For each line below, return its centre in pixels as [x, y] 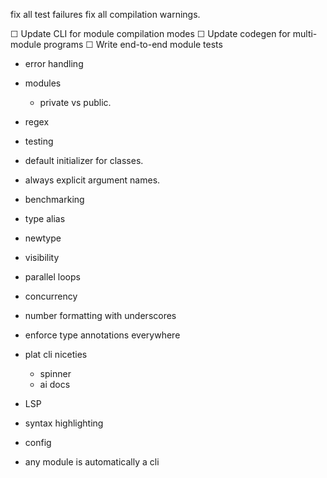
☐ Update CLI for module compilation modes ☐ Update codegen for [150, 33]
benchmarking [54, 199]
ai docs [55, 384]
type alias [45, 218]
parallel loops [52, 277]
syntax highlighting [64, 423]
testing [39, 141]
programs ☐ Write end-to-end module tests [133, 44]
